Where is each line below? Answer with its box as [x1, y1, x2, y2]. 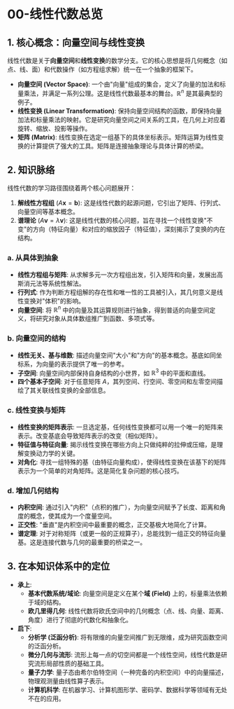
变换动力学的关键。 [23, 449, 79, 457]
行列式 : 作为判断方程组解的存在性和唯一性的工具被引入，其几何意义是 [17, 288, 217, 296]
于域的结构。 [27, 598, 65, 606]
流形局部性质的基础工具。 [34, 659, 108, 668]
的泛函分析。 [27, 642, 65, 650]
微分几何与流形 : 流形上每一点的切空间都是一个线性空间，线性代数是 [27, 650, 221, 659]
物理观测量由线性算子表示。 [27, 677, 108, 685]
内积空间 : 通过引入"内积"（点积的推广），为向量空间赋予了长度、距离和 [17, 502, 220, 511]
